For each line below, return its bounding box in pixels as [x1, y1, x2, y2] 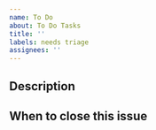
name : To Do [9, 12, 53, 22]
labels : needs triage [9, 37, 90, 47]
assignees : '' [9, 46, 62, 55]
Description [9, 79, 75, 94]
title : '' [9, 29, 46, 38]
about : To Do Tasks [9, 21, 82, 30]
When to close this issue [9, 108, 148, 124]
